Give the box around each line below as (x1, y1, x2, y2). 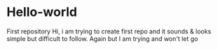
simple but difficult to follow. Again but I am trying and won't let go (6, 34, 198, 42)
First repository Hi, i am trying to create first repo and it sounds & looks (6, 27, 212, 35)
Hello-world (6, 4, 78, 20)
